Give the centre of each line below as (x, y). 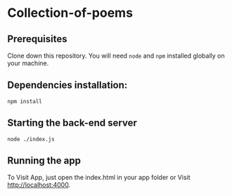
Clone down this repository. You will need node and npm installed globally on (116, 55)
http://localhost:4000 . (39, 185)
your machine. (28, 63)
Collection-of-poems (70, 13)
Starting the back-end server (72, 123)
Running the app (44, 161)
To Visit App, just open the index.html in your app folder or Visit (99, 178)
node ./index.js (31, 139)
